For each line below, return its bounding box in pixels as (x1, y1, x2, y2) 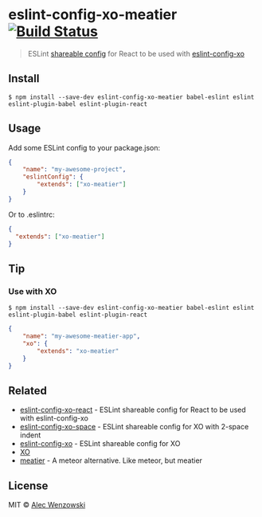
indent (19, 430, 41, 440)
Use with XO (8, 285, 57, 296)
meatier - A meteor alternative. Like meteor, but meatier (19, 456, 203, 465)
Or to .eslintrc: (8, 210, 55, 219)
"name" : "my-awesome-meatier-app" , (22, 332, 141, 340)
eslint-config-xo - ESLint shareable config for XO (19, 439, 181, 448)
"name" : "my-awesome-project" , (22, 166, 127, 174)
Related (8, 384, 48, 398)
